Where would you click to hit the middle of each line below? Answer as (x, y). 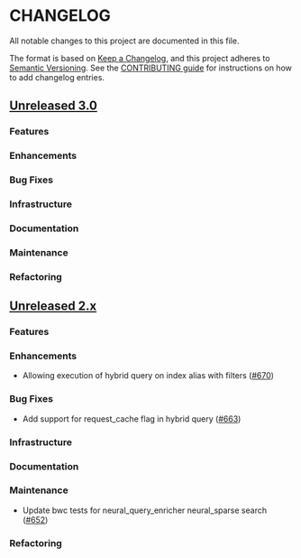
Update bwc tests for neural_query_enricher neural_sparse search (145, 510)
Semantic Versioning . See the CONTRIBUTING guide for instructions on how (151, 68)
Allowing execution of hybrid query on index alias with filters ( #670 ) (148, 376)
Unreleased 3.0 (53, 106)
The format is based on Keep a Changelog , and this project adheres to (140, 58)
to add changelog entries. (57, 77)
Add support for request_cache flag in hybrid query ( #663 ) (132, 418)
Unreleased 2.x (53, 307)
